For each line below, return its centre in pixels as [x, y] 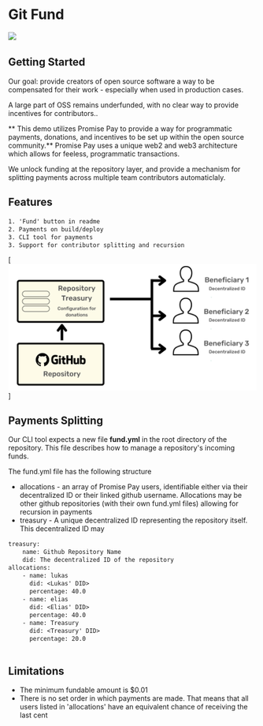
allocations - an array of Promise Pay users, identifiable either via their [133, 487]
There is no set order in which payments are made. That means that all [134, 698]
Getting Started [47, 62]
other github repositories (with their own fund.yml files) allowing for [129, 503]
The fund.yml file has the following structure [80, 472]
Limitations [36, 671]
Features [30, 202]
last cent [33, 715]
